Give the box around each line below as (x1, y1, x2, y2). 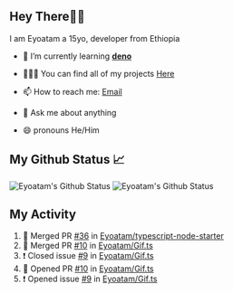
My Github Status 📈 (9, 152, 125, 167)
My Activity (9, 207, 77, 222)
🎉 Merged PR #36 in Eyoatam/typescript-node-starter (22, 231, 224, 241)
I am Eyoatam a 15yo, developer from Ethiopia (9, 33, 180, 43)
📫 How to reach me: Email (22, 86, 122, 97)
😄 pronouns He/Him (22, 124, 100, 136)
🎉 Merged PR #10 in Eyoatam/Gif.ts (22, 241, 154, 251)
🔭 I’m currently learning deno (22, 51, 132, 61)
